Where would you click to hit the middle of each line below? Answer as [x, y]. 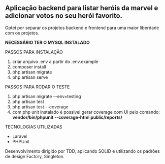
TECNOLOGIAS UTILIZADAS [34, 127]
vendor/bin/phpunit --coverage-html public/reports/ [67, 117]
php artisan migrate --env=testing [47, 96]
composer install [29, 66]
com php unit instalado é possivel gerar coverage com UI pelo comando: [86, 112]
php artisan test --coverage [40, 107]
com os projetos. [22, 33]
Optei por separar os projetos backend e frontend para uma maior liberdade [82, 28]
